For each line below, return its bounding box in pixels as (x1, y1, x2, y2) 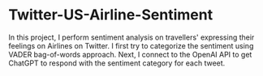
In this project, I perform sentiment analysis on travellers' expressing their (8, 32, 255, 42)
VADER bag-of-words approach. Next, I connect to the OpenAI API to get (8, 49, 252, 59)
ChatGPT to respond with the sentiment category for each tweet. (8, 58, 226, 68)
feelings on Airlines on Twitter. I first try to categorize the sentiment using (8, 40, 254, 50)
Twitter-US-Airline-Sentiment (8, 6, 213, 24)
